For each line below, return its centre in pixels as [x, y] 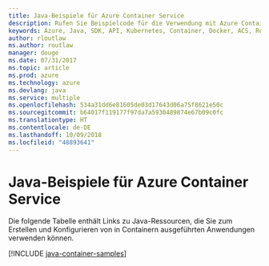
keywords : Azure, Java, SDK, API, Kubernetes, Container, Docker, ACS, [130, 30]
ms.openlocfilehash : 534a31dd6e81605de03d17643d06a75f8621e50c [116, 105]
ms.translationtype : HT [48, 120]
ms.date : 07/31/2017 [43, 61]
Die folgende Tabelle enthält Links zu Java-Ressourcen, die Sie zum [120, 221]
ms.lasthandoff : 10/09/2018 [55, 135]
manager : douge [34, 53]
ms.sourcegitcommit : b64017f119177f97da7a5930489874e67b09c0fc [116, 113]
